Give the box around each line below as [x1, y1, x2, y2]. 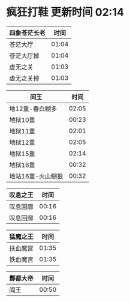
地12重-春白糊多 [9, 104, 58, 113]
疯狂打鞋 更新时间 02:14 [6, 5, 125, 19]
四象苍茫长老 [9, 28, 46, 37]
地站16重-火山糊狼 [9, 172, 64, 180]
